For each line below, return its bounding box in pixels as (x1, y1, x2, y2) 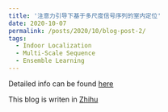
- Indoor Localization (15, 42, 92, 50)
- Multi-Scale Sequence (15, 49, 95, 57)
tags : (8, 34, 27, 43)
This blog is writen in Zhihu (8, 94, 99, 104)
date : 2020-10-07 (8, 19, 67, 27)
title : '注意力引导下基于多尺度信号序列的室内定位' (8, 11, 162, 20)
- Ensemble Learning (15, 57, 85, 65)
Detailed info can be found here (8, 78, 114, 89)
